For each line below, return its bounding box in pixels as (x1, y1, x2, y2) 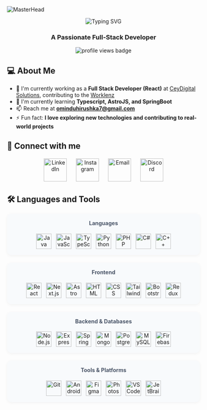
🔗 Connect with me (7, 141, 81, 151)
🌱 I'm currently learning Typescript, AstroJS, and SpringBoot (15, 98, 172, 106)
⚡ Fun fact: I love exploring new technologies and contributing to (15, 114, 183, 122)
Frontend (91, 268, 116, 276)
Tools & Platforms (80, 366, 127, 374)
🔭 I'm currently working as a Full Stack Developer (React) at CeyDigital (15, 85, 196, 92)
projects (32, 123, 54, 130)
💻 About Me (7, 65, 56, 76)
